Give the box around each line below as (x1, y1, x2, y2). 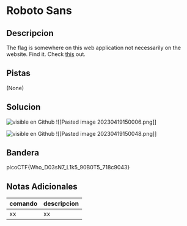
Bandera (6, 147, 40, 158)
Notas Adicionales (6, 181, 78, 192)
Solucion (6, 102, 41, 113)
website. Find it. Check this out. (6, 51, 86, 58)
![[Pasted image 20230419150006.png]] (56, 118, 157, 125)
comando (9, 199, 38, 208)
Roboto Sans (6, 4, 72, 18)
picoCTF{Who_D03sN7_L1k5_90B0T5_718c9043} (6, 164, 130, 171)
